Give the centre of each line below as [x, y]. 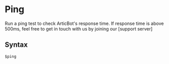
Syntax [16, 45]
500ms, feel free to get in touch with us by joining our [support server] [79, 28]
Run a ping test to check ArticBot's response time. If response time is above [84, 23]
